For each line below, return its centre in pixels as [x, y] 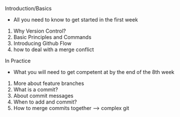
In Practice [18, 61]
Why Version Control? [39, 31]
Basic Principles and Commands [52, 37]
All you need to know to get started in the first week [75, 19]
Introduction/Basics [28, 8]
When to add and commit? [45, 102]
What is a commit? [36, 89]
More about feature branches [49, 83]
